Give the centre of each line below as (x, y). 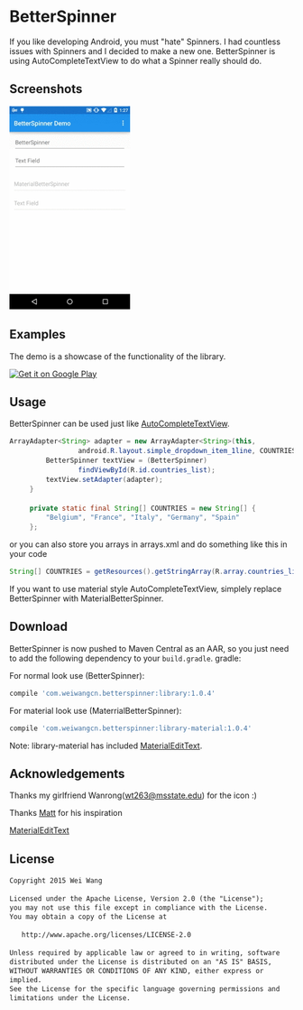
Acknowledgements (67, 774)
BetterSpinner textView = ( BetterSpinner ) (126, 461)
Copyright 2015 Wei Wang (56, 881)
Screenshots (46, 89)
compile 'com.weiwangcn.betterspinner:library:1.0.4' (113, 693)
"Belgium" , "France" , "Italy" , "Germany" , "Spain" (143, 518)
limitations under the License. (70, 998)
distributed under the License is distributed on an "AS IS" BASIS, (141, 962)
